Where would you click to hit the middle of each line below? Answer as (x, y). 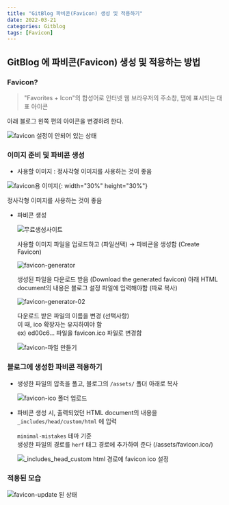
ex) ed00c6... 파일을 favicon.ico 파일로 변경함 (79, 333)
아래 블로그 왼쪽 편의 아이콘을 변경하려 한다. (66, 121)
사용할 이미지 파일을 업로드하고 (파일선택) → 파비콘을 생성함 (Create (108, 244)
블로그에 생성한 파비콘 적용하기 (55, 367)
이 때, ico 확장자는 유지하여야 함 (59, 325)
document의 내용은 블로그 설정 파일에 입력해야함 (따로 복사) (97, 288)
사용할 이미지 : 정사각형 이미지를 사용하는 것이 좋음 (84, 172)
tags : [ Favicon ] (30, 33)
